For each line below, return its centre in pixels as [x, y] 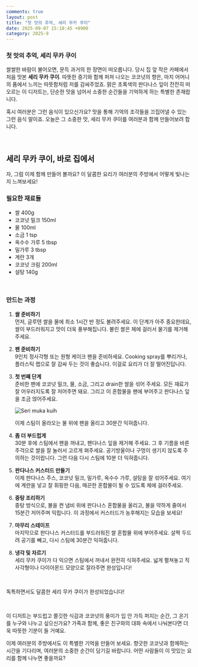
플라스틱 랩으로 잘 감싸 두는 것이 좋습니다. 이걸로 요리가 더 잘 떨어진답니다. [100, 364]
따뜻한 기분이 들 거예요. [39, 630]
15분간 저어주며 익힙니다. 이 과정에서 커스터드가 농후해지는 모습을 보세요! [98, 512]
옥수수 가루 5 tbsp [36, 242]
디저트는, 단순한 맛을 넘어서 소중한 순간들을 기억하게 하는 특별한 [101, 92]
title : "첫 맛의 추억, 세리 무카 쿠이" [48, 23]
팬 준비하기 [27, 349]
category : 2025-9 [27, 34]
